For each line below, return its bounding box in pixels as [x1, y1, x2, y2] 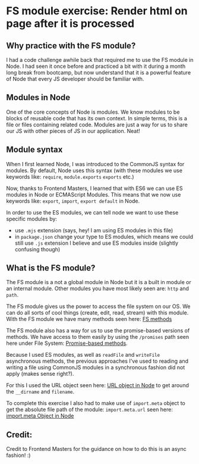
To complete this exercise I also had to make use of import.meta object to [6, 400, 185, 407]
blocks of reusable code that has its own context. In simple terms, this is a [6, 114, 187, 122]
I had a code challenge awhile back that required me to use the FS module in [6, 57, 194, 63]
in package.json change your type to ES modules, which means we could [14, 233, 194, 240]
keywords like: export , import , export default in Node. [6, 197, 140, 204]
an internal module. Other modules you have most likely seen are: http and [6, 285, 189, 292]
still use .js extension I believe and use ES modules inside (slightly [14, 239, 179, 247]
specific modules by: [6, 215, 58, 222]
